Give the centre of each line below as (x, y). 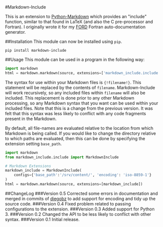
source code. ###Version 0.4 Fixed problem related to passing (68, 204)
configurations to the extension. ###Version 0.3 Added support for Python (80, 209)
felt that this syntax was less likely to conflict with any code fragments (76, 113)
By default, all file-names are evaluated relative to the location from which (79, 128)
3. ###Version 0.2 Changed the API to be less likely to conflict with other (78, 214)
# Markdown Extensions (28, 166)
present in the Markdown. (31, 119)
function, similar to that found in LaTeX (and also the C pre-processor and (79, 22)
